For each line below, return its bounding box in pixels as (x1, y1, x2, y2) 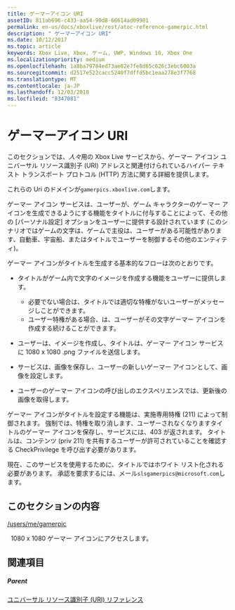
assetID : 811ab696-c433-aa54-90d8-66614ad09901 (7, 17, 149, 24)
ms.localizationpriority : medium (7, 56, 105, 63)
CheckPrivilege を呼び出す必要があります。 (15, 445, 140, 454)
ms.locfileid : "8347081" (7, 96, 80, 103)
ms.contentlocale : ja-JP (7, 82, 80, 89)
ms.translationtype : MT (7, 75, 77, 83)
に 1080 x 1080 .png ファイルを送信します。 (17, 348, 145, 356)
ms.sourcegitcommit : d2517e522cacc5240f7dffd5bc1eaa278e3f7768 (7, 69, 196, 76)
